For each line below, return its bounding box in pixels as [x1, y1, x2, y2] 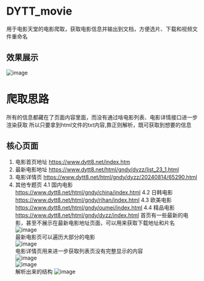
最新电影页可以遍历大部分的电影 [15, 233, 95, 240]
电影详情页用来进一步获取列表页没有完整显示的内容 [15, 247, 143, 254]
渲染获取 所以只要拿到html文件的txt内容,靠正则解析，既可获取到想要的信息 [6, 121, 192, 129]
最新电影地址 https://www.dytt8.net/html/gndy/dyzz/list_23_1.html [15, 166, 179, 173]
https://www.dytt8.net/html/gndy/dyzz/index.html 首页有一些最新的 [15, 212, 183, 219]
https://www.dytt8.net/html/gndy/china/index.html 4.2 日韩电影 [15, 188, 173, 196]
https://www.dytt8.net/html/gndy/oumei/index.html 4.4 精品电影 [15, 204, 175, 211]
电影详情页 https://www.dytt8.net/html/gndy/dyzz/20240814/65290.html [15, 173, 197, 180]
